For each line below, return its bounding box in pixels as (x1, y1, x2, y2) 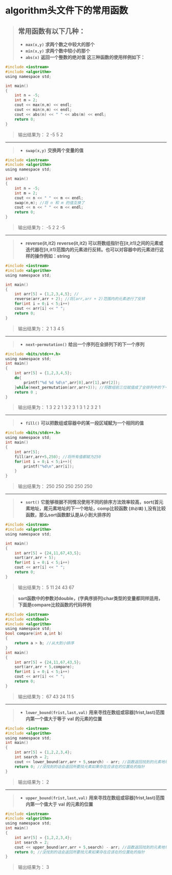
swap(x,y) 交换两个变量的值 (25, 147, 83, 153)
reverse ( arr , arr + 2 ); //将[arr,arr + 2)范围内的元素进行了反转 (14, 296, 145, 302)
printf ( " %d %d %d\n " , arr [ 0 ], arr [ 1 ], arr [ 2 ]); (24, 380, 120, 385)
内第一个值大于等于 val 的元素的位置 (25, 715, 102, 722)
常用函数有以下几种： (17, 27, 85, 35)
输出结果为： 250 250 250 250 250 (17, 483, 93, 490)
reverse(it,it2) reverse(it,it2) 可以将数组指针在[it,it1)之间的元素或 (25, 240, 164, 246)
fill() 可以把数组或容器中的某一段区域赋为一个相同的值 (25, 420, 144, 426)
